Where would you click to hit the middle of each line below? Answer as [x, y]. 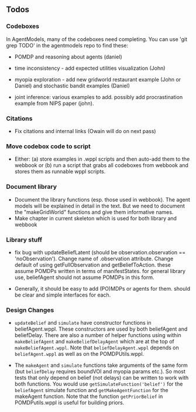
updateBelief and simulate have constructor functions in [83, 323]
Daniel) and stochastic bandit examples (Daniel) [72, 86]
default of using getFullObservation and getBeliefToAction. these [92, 265]
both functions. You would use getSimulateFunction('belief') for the [99, 384]
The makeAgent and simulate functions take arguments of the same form [101, 365]
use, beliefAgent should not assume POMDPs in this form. [84, 277]
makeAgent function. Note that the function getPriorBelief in [89, 396]
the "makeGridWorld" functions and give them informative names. [94, 212]
